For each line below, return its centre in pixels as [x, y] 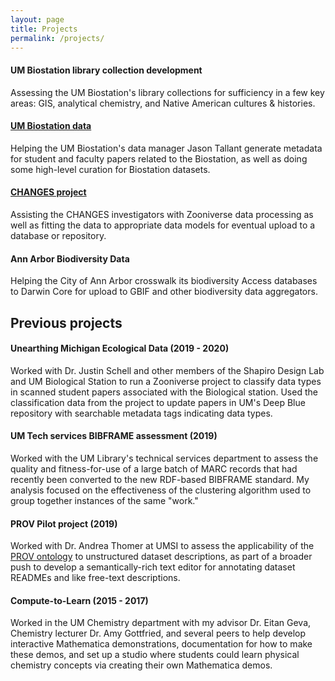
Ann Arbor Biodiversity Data [70, 258]
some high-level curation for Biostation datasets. [110, 169]
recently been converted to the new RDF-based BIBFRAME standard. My [160, 479]
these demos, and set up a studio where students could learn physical [155, 655]
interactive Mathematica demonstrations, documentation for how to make [161, 644]
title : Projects [44, 29]
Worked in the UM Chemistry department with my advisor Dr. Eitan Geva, [161, 623]
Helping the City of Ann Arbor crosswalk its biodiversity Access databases [164, 281]
